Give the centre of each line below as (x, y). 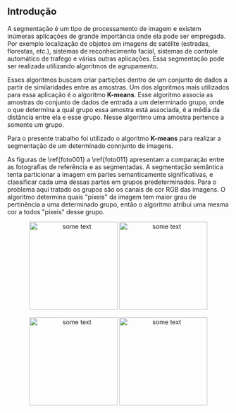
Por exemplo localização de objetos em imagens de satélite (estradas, (109, 43)
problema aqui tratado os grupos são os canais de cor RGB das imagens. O (116, 189)
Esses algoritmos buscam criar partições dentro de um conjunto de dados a (117, 80)
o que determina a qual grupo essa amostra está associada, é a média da (114, 109)
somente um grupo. (36, 124)
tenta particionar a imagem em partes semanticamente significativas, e (110, 174)
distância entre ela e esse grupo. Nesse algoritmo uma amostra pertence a (116, 117)
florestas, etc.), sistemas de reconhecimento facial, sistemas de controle (113, 51)
